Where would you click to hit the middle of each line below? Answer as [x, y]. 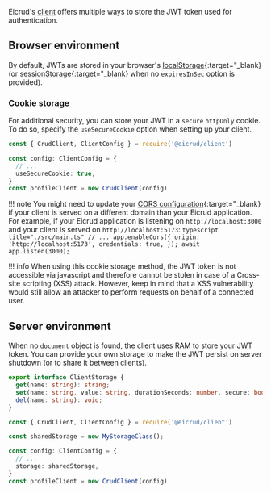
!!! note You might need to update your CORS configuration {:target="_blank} [135, 204]
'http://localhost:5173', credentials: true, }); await [104, 244]
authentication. [33, 20]
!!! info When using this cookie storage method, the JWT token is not [122, 266]
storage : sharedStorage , [57, 466]
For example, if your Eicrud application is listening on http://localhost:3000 [135, 221]
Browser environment [64, 46]
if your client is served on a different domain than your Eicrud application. [130, 212]
